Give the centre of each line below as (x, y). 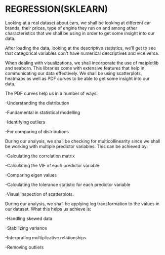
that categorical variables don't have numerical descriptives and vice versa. (82, 53)
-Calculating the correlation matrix (40, 156)
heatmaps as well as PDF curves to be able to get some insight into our (77, 78)
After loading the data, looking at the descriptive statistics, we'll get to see (81, 48)
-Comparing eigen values (31, 175)
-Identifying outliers (25, 122)
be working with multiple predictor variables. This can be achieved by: (77, 146)
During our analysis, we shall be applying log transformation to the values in (82, 204)
